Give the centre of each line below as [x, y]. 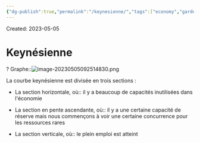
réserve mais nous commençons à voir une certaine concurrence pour [101, 116]
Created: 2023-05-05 [33, 28]
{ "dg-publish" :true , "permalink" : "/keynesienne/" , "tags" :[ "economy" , [93, 12]
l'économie [29, 98]
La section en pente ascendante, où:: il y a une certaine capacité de [98, 110]
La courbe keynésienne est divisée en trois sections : [71, 80]
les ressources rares [40, 122]
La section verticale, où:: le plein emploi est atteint [76, 134]
